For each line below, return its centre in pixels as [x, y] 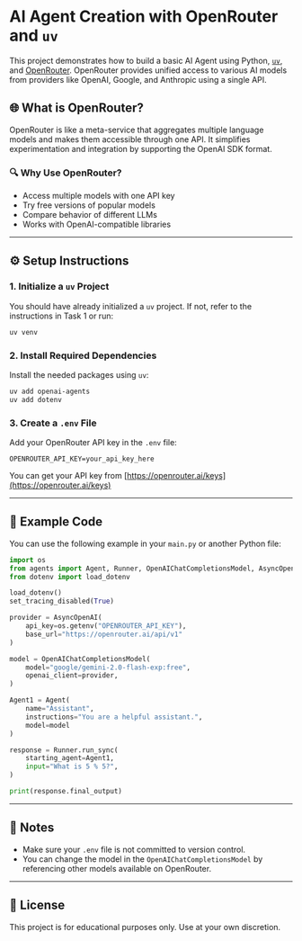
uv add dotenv [36, 399]
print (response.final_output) [66, 792]
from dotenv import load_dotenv [70, 577]
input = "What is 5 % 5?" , [72, 766]
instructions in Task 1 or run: [62, 316]
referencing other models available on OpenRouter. [117, 868]
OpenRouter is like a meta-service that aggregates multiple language [137, 130]
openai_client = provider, [72, 676]
